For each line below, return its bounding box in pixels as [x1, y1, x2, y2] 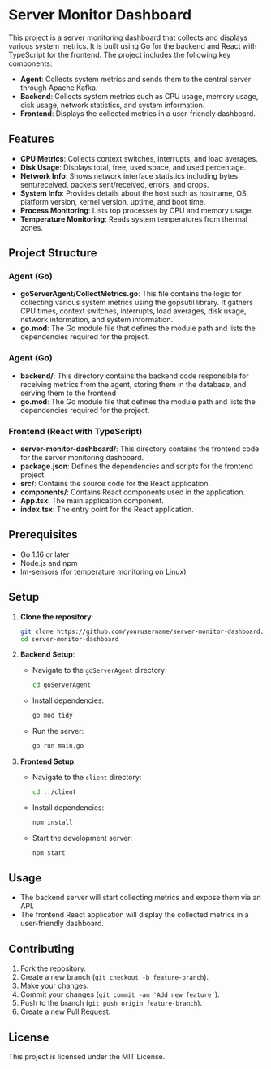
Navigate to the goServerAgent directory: [32, 666, 168, 675]
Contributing [8, 942, 75, 955]
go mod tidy [32, 712, 73, 720]
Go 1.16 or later [19, 550, 71, 559]
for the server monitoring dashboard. [19, 453, 144, 463]
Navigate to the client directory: [32, 773, 142, 782]
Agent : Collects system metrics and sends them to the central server [19, 74, 252, 84]
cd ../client [32, 788, 77, 796]
